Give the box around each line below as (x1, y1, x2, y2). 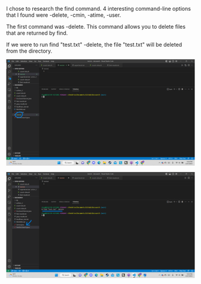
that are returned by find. (6, 29, 68, 37)
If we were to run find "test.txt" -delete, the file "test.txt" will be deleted (6, 41, 182, 48)
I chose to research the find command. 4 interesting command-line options (6, 5, 191, 12)
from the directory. (6, 47, 53, 55)
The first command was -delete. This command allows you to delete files (6, 23, 186, 30)
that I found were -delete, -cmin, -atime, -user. (6, 11, 121, 19)
